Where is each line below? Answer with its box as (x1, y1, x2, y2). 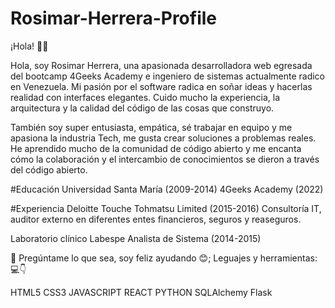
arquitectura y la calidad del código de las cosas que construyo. (10, 102, 275, 114)
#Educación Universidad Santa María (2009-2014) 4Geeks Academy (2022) (10, 183, 324, 195)
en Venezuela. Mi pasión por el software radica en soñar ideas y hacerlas (10, 80, 313, 92)
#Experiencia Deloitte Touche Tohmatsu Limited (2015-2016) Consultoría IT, (10, 202, 322, 214)
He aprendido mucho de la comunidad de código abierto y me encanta (10, 142, 302, 154)
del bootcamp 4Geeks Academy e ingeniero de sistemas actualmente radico (10, 70, 326, 82)
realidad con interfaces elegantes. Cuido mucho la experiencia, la (10, 91, 281, 103)
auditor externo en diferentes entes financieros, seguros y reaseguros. (10, 213, 302, 225)
